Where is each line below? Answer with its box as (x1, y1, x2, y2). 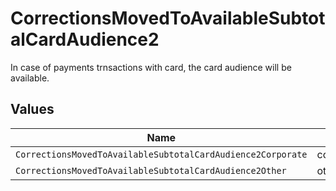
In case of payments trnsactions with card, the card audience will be (10, 61, 292, 73)
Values (10, 101, 55, 118)
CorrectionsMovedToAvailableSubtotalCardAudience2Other (15, 165, 287, 176)
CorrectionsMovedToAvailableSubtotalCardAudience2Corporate (15, 148, 308, 160)
